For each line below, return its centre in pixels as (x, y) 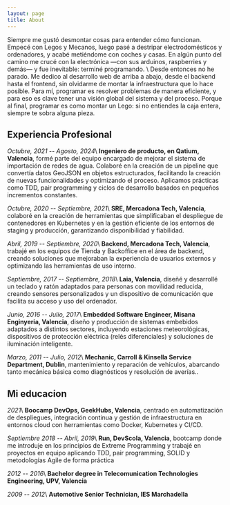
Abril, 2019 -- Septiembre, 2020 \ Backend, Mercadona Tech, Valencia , (109, 244)
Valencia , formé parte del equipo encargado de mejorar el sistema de (106, 159)
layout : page (26, 13)
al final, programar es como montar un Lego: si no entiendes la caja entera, (114, 106)
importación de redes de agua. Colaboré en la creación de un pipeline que (113, 166)
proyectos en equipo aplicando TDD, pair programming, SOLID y (99, 453)
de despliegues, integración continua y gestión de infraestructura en (105, 417)
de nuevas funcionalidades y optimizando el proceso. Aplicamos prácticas (113, 181)
